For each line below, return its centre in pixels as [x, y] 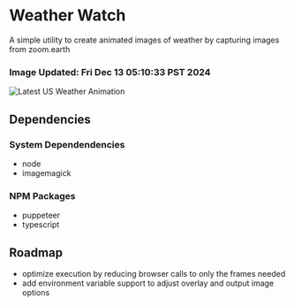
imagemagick [46, 172]
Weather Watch [68, 15]
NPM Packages [42, 195]
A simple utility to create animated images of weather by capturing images [144, 40]
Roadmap [36, 252]
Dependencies [50, 119]
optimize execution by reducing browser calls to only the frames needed [154, 274]
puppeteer [41, 215]
